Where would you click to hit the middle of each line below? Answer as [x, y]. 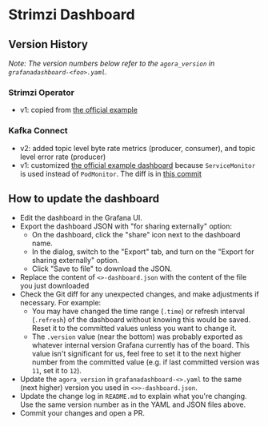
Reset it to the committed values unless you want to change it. [134, 328]
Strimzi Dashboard [72, 15]
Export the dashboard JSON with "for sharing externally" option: [126, 226]
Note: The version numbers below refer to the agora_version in [112, 63]
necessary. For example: [60, 303]
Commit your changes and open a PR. [82, 413]
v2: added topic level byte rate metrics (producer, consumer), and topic [138, 148]
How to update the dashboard [84, 199]
